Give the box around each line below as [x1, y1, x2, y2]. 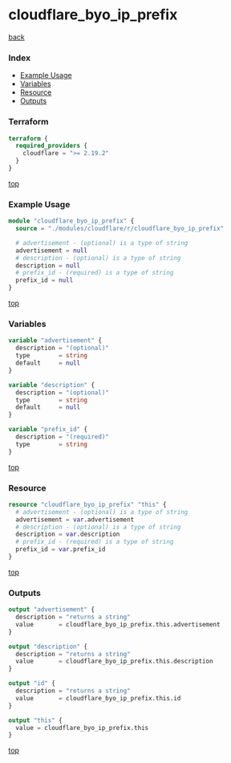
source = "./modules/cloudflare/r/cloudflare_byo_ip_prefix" [15, 225, 225, 233]
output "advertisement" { [8, 606, 95, 614]
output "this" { [8, 716, 63, 724]
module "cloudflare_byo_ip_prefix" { [8, 217, 135, 226]
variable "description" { [8, 381, 95, 389]
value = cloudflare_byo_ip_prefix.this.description [15, 657, 214, 666]
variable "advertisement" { [8, 337, 103, 345]
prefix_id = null [15, 276, 74, 284]
